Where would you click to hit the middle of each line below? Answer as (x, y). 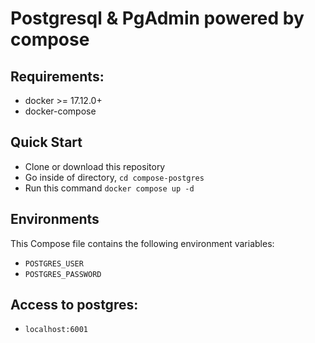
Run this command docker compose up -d (109, 188)
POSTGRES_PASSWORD (63, 274)
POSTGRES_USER (54, 263)
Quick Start (46, 142)
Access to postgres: (74, 305)
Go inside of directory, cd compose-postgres (114, 177)
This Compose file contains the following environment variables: (142, 243)
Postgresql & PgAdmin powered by (157, 18)
